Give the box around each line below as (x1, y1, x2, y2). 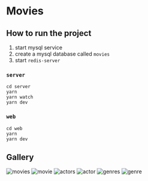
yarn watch (6, 94, 34, 100)
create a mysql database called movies (14, 50, 110, 58)
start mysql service (14, 44, 63, 51)
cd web (6, 125, 23, 131)
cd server (6, 84, 31, 90)
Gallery (6, 152, 34, 162)
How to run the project (6, 28, 92, 38)
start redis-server (14, 57, 61, 64)
